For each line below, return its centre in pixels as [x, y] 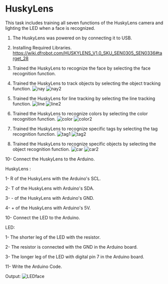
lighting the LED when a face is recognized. [50, 28]
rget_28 [20, 58]
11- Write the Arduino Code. [34, 266]
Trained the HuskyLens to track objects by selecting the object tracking [87, 83]
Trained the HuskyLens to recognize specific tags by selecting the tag [85, 129]
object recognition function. [41, 149]
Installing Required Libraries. [42, 47]
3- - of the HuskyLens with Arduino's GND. [50, 198]
